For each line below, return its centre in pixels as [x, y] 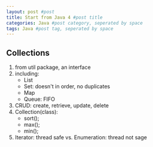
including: [27, 74]
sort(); [31, 118]
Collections [28, 52]
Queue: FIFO [39, 99]
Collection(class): [36, 112]
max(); [32, 125]
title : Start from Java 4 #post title [54, 17]
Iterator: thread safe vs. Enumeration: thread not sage [81, 137]
